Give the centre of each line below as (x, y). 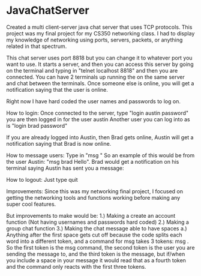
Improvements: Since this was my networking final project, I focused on (95, 191)
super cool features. (31, 204)
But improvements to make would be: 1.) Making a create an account (91, 215)
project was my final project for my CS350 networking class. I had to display (100, 33)
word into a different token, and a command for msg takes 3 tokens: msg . (97, 241)
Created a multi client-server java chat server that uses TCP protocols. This (99, 27)
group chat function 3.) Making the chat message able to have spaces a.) (97, 228)
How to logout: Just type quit (42, 179)
